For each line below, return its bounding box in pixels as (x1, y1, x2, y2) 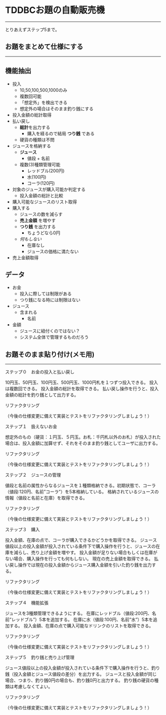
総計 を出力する (19, 124, 50, 130)
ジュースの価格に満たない (27, 248, 79, 254)
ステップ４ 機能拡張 (5, 600, 48, 606)
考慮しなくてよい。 (13, 684, 53, 690)
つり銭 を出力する (19, 223, 56, 229)
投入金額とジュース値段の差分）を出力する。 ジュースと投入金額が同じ (13, 671, 157, 677)
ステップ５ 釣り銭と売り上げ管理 (5, 654, 75, 660)
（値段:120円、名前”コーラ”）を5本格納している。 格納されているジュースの (5, 489, 159, 495)
